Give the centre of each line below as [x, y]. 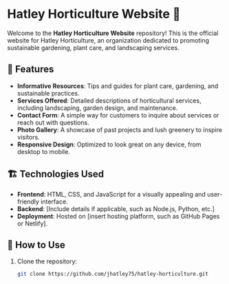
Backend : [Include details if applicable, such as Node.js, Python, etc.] [116, 208]
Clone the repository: [47, 261]
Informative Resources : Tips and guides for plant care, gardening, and [118, 86]
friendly [28, 201]
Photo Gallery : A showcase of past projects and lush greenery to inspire [119, 129]
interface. [54, 201]
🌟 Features [31, 69]
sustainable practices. [48, 93]
